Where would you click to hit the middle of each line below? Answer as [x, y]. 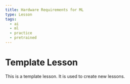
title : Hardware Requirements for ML [44, 10]
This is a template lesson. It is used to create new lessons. [65, 76]
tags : [11, 19]
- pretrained [23, 38]
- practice [21, 33]
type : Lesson [19, 14]
